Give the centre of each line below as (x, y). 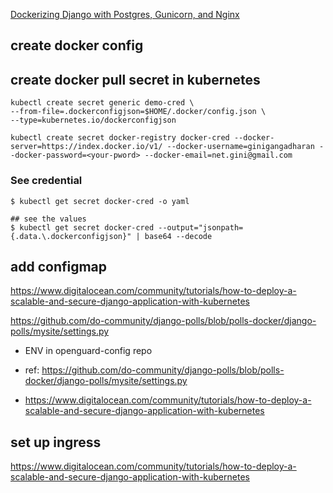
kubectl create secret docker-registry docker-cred (120, 138)
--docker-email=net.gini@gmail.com (218, 155)
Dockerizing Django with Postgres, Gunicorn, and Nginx (125, 14)
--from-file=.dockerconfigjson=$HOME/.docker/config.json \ (138, 112)
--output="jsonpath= (201, 227)
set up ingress (56, 442)
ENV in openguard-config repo (88, 351)
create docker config (77, 45)
